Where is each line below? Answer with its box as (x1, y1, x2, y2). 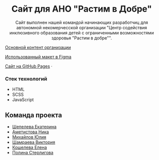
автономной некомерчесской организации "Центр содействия (16, 24, 147, 30)
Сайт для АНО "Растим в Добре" (11, 3, 152, 15)
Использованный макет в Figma (5, 53, 71, 59)
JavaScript (12, 97, 34, 103)
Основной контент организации (5, 44, 71, 50)
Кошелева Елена (12, 144, 47, 150)
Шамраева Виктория (12, 140, 55, 145)
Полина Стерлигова (12, 150, 53, 156)
